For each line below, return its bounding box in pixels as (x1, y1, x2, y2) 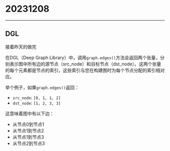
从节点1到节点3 (12, 134, 45, 140)
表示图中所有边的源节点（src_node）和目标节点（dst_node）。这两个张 (9, 61, 157, 67)
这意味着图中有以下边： (5, 110, 54, 116)
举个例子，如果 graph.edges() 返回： (5, 84, 79, 90)
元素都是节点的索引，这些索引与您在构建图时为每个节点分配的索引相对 (18, 67, 165, 73)
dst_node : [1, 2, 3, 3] (12, 100, 61, 106)
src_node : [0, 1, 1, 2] (12, 95, 61, 101)
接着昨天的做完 (5, 44, 36, 50)
